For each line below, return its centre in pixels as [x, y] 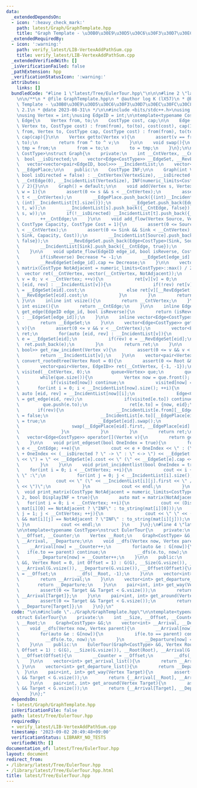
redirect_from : [25, 759]
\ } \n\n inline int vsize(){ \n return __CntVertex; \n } [103, 301]
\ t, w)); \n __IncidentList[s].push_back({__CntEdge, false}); [105, 208]
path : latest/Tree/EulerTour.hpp [52, 716]
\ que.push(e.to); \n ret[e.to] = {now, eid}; [103, 405]
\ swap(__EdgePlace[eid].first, [81, 426]
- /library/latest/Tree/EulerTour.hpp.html [60, 770]
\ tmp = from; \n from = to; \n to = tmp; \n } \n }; [99, 148]
